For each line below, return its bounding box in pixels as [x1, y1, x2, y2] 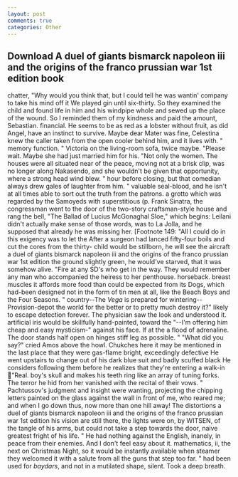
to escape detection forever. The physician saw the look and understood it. [7, 310, 227, 319]
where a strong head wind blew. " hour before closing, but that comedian [7, 174, 222, 183]
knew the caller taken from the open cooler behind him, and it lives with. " [7, 137, 223, 145]
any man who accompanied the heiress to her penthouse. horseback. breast [7, 273, 231, 281]
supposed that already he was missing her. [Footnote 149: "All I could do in [7, 227, 226, 236]
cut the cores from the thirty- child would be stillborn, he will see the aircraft [7, 243, 230, 251]
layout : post [7, 10, 46, 18]
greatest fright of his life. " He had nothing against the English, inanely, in [7, 431, 222, 440]
